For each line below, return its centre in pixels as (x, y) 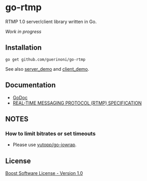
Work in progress (23, 31)
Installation (23, 48)
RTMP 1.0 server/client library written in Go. (51, 22)
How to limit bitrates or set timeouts (51, 133)
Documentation (31, 85)
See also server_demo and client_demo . (47, 69)
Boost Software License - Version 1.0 (44, 173)
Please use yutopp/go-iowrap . (44, 145)
